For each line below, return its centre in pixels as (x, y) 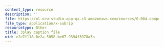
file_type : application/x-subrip (39, 23)
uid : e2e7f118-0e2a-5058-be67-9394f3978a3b (50, 37)
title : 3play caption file (32, 32)
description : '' (21, 14)
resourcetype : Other (26, 28)
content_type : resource (29, 10)
